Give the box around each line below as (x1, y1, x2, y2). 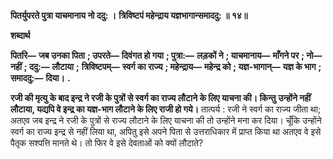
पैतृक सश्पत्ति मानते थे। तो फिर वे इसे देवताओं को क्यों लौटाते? (10, 137, 204, 149)
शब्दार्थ (10, 30, 31, 41)
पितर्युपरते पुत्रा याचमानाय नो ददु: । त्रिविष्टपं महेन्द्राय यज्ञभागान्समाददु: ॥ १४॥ (10, 10, 248, 21)
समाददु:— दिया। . (10, 72, 71, 84)
